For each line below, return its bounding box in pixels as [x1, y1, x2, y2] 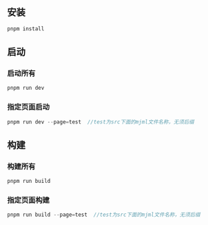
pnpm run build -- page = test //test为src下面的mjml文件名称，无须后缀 [7, 211, 201, 219]
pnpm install [7, 25, 45, 32]
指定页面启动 [7, 102, 50, 112]
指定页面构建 [7, 195, 50, 205]
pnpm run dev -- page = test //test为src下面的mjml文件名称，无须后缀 [7, 118, 194, 126]
